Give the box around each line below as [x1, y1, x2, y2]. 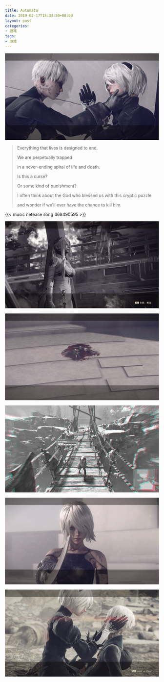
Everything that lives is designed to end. [17, 145, 98, 151]
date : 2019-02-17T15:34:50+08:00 [5, 13, 73, 18]
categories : [5, 24, 29, 28]
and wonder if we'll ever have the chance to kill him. [17, 202, 122, 208]
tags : [5, 34, 16, 39]
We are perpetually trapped [17, 154, 72, 160]
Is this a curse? [17, 174, 48, 179]
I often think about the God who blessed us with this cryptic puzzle [17, 193, 152, 199]
